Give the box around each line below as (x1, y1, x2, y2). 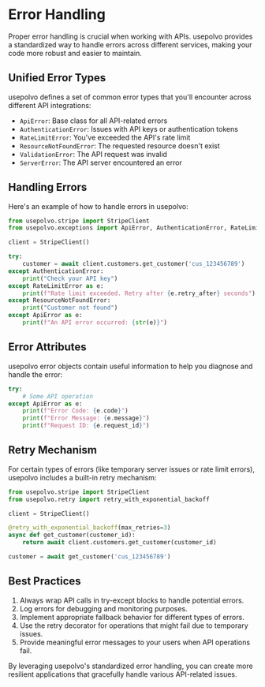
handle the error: (8, 369, 63, 379)
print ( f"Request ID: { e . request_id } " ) (22, 422, 150, 430)
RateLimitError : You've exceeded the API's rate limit (19, 133, 191, 142)
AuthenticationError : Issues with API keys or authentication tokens (19, 124, 239, 133)
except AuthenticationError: (8, 267, 104, 275)
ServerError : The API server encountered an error (19, 158, 183, 167)
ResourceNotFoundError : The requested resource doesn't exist (19, 140, 220, 151)
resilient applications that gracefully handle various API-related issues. (8, 669, 238, 679)
